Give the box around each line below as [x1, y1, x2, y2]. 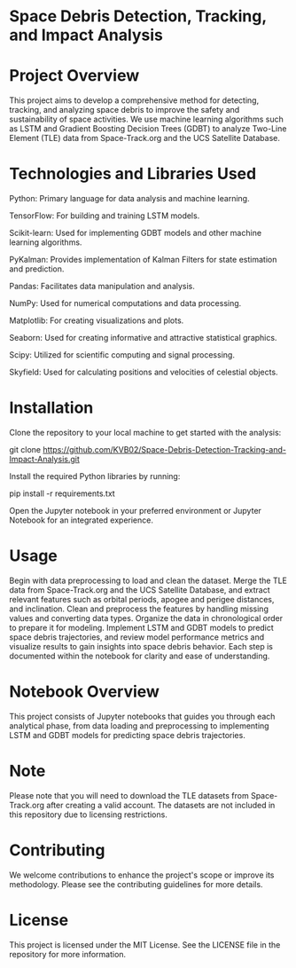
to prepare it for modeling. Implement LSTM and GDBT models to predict [9, 622, 275, 633]
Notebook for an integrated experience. [9, 515, 153, 525]
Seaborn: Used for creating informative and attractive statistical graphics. [9, 333, 277, 343]
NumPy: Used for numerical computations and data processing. [9, 298, 242, 309]
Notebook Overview [9, 681, 160, 702]
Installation [9, 397, 94, 418]
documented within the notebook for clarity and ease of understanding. [9, 650, 270, 661]
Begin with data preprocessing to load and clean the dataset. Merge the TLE [9, 575, 288, 586]
